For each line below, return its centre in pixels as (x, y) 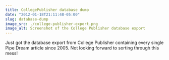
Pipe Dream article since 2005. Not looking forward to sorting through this (82, 48)
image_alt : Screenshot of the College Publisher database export (75, 28)
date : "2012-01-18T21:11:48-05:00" (43, 14)
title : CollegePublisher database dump (47, 10)
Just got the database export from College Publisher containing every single (84, 42)
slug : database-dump (27, 19)
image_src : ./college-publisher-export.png (52, 24)
